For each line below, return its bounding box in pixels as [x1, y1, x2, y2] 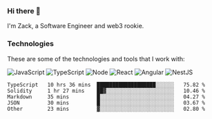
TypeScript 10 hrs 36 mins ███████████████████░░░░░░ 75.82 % [7, 81, 206, 88]
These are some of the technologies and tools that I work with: [7, 54, 185, 63]
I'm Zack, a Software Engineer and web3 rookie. [7, 22, 144, 30]
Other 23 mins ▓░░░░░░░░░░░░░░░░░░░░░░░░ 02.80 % [7, 105, 206, 112]
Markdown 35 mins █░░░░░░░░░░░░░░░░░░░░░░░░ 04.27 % [7, 93, 206, 100]
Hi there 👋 [7, 6, 41, 16]
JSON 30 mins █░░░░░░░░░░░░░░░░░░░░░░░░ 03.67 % [7, 99, 206, 106]
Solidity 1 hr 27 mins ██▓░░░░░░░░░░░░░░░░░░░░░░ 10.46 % [7, 87, 206, 94]
